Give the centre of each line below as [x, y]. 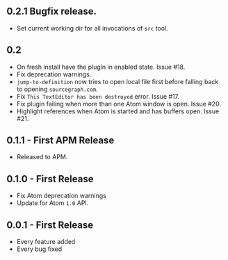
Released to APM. [42, 157]
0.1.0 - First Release [50, 179]
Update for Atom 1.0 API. [52, 203]
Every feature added [46, 242]
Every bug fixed [39, 249]
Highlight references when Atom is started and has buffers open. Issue [118, 111]
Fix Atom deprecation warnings [62, 196]
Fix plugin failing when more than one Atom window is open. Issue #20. [119, 104]
